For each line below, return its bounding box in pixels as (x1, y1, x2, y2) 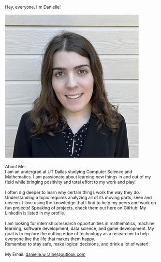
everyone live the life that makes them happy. (5, 236, 96, 242)
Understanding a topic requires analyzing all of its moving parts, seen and (5, 194, 152, 200)
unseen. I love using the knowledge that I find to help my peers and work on (5, 200, 156, 206)
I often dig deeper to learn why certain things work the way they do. (5, 190, 140, 195)
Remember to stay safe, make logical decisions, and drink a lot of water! (5, 241, 149, 247)
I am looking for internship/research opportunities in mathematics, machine (5, 221, 155, 226)
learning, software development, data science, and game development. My (5, 226, 155, 231)
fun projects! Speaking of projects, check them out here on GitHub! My (5, 205, 146, 210)
